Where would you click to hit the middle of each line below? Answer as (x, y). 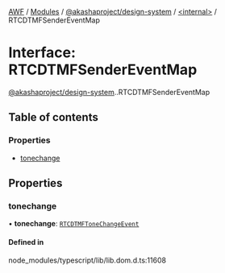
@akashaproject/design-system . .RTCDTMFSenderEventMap (109, 92)
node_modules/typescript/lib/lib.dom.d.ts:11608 (87, 260)
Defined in (26, 242)
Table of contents (53, 117)
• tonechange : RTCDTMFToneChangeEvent (74, 224)
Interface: (42, 53)
